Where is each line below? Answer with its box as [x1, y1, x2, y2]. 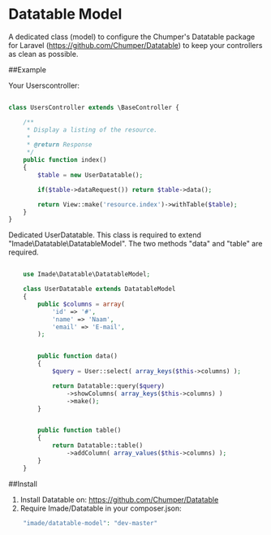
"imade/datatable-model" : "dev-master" [23, 519, 158, 527]
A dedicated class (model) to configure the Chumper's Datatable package [8, 32, 256, 41]
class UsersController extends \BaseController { [8, 103, 180, 111]
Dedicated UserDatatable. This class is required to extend [8, 230, 201, 240]
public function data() [37, 352, 118, 360]
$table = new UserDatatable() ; [37, 171, 144, 179]
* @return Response [26, 141, 92, 149]
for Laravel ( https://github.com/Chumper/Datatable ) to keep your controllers [8, 40, 263, 50]
